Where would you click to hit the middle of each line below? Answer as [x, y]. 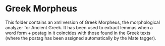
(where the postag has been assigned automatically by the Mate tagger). [81, 38]
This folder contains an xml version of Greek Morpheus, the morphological [83, 22]
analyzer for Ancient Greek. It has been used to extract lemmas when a [79, 27]
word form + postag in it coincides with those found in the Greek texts [78, 33]
